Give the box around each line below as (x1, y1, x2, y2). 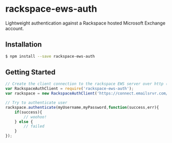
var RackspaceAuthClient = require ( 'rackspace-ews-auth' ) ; (5, 86, 134, 91)
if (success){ (14, 109, 42, 115)
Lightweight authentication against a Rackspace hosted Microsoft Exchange (5, 20, 165, 26)
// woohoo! (24, 114, 47, 120)
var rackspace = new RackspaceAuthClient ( (5, 91, 97, 96)
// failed (24, 124, 45, 129)
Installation (5, 40, 42, 49)
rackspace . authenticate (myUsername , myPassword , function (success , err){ (5, 105, 159, 110)
